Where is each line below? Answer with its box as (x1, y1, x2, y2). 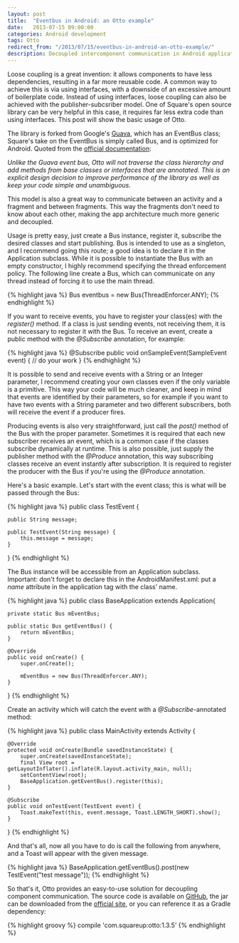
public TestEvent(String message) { (7, 529, 116, 536)
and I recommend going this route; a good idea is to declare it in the (7, 246, 206, 255)
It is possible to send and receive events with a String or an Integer (7, 369, 203, 378)
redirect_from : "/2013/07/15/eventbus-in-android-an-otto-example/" (7, 44, 215, 51)
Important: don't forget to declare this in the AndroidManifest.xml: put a (7, 575, 216, 583)
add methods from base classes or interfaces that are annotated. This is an (7, 165, 230, 174)
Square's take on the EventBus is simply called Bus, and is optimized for (7, 136, 218, 145)
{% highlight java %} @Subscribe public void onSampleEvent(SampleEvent (7, 348, 228, 357)
